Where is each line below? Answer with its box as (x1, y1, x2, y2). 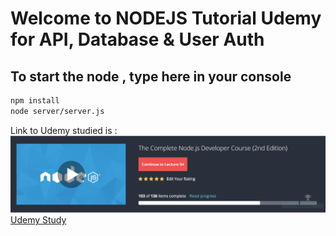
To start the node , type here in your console (10, 68, 292, 85)
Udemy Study (10, 214, 67, 226)
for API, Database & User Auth (10, 28, 265, 51)
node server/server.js (10, 106, 105, 116)
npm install (10, 96, 60, 106)
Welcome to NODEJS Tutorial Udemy (10, 7, 322, 30)
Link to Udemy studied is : (10, 124, 118, 136)
